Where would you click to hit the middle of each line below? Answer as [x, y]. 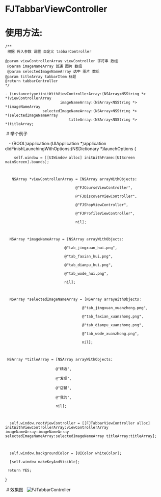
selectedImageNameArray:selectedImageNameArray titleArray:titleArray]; [81, 436]
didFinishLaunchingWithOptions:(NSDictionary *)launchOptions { [71, 149]
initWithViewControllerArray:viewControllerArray [57, 428]
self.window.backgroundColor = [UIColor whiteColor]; [66, 453]
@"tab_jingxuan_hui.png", [91, 248]
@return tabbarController [31, 81]
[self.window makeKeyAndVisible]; [45, 462]
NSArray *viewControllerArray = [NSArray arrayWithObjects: [74, 179]
